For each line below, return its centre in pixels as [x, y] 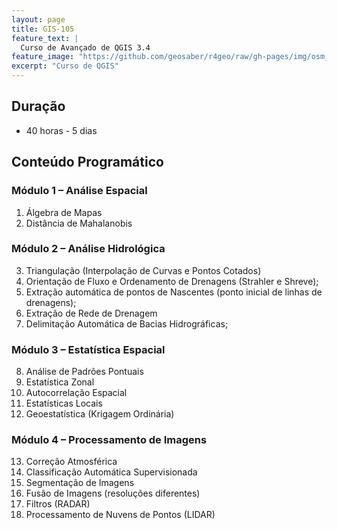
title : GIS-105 [43, 29]
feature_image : [43, 57]
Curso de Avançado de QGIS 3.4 [85, 47]
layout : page [38, 19]
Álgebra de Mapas [64, 212]
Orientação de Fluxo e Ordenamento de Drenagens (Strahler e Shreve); [172, 281]
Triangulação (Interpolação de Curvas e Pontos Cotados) [143, 270]
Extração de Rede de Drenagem [91, 313]
